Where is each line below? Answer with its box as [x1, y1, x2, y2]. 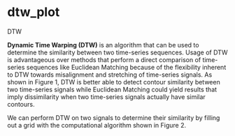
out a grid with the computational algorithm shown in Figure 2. [7, 121, 187, 129]
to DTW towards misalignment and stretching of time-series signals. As [7, 70, 213, 79]
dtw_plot [7, 4, 60, 20]
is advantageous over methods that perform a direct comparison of [7, 55, 201, 63]
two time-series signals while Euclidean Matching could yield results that [7, 85, 218, 93]
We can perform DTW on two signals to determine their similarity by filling [7, 113, 220, 122]
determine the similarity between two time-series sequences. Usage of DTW [7, 48, 228, 56]
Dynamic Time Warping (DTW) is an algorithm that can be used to [7, 40, 199, 49]
